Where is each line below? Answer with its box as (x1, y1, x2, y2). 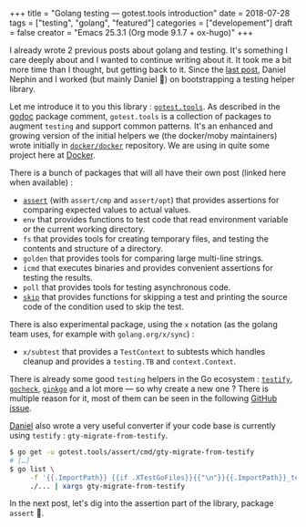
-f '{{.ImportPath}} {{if (29, 473, 128, 482)
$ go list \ (9, 464, 55, 473)
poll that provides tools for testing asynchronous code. (22, 282, 231, 293)
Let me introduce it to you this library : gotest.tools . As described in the (9, 101, 280, 112)
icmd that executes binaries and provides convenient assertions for (22, 263, 273, 273)
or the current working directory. (22, 223, 146, 234)
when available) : (9, 177, 74, 188)
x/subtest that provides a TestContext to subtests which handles (22, 346, 266, 356)
